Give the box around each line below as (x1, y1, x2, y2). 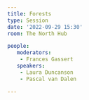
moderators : (16, 49, 52, 56)
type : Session (7, 17, 49, 24)
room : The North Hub (7, 30, 68, 37)
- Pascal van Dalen (20, 75, 77, 82)
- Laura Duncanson (20, 68, 74, 76)
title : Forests (7, 10, 52, 18)
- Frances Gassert (20, 56, 74, 63)
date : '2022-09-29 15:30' (7, 23, 83, 30)
